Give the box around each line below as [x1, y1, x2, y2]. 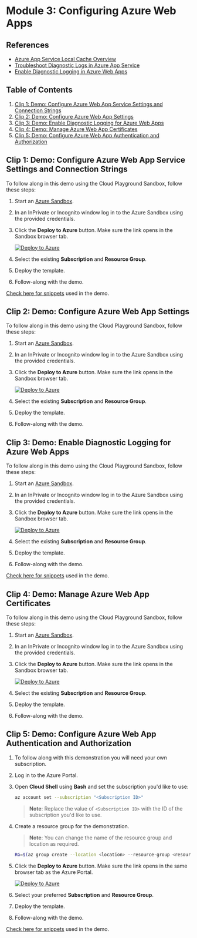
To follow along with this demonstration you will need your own [14, 754, 167, 761]
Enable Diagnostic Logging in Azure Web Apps [14, 68, 128, 75]
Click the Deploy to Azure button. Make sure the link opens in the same [14, 862, 188, 869]
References [6, 40, 49, 50]
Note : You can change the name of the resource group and [29, 834, 172, 841]
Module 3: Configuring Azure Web [6, 4, 176, 18]
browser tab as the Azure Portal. [14, 868, 93, 876]
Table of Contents [6, 85, 73, 95]
